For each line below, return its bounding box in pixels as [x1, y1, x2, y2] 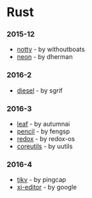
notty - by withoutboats [16, 45, 85, 53]
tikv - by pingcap [16, 176, 67, 184]
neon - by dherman [16, 53, 73, 61]
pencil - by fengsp [16, 127, 70, 136]
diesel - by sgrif [16, 86, 63, 95]
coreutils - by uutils [16, 142, 73, 151]
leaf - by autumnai [16, 120, 70, 128]
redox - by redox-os [16, 135, 75, 143]
